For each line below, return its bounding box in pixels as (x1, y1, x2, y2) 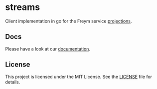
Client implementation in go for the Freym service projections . (5, 18, 132, 24)
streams (5, 1, 40, 13)
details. (5, 79, 20, 85)
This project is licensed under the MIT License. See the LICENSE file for (5, 73, 153, 79)
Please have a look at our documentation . (5, 45, 91, 51)
